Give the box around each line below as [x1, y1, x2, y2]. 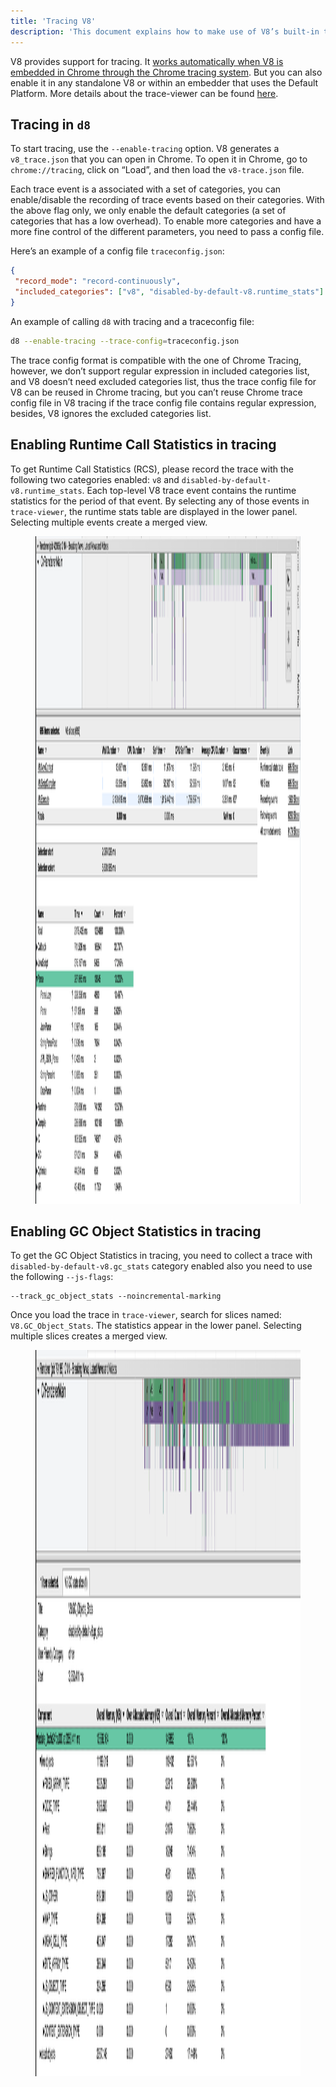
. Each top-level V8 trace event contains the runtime [81, 484, 297, 496]
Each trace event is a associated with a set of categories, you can [10, 183, 282, 195]
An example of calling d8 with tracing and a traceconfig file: [10, 315, 255, 327]
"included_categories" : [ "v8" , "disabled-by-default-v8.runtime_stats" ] [14, 287, 325, 297]
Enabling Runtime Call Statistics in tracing [10, 436, 277, 454]
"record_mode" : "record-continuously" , [14, 276, 182, 287]
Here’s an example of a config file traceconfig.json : [10, 245, 225, 257]
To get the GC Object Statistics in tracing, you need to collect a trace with [10, 1250, 313, 1262]
